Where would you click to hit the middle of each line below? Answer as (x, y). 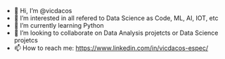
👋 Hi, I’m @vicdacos (43, 11)
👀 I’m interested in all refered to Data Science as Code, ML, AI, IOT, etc (116, 18)
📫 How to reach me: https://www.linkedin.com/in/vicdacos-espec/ (111, 48)
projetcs (26, 40)
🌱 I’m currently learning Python (59, 25)
